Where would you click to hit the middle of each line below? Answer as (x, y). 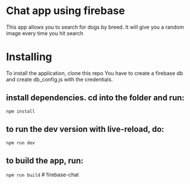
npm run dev (20, 143)
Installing (29, 57)
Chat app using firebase (65, 11)
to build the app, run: (45, 160)
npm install (20, 111)
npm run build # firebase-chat (42, 175)
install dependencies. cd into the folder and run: (95, 98)
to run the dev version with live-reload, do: (85, 129)
